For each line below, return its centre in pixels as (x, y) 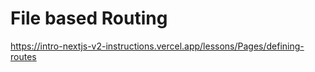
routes (23, 56)
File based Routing (89, 18)
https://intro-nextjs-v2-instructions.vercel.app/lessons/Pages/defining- (157, 46)
